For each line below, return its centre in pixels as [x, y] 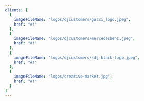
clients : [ [16, 10]
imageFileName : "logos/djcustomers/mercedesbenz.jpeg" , [75, 39]
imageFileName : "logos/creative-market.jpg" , [63, 77]
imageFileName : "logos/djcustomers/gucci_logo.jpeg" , [72, 19]
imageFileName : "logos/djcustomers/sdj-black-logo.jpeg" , [77, 57]
